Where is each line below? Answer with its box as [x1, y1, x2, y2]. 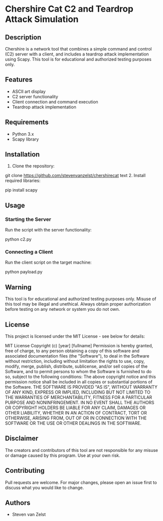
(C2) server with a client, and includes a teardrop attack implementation [5, 51, 149, 57]
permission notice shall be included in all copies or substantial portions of [5, 379, 153, 385]
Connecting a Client [5, 249, 53, 255]
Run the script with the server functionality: [5, 227, 92, 233]
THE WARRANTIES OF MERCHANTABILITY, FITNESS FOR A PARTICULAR [5, 395, 152, 400]
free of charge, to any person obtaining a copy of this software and [5, 348, 140, 354]
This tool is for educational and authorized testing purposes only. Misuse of [5, 296, 157, 302]
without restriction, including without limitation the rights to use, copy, [5, 359, 145, 364]
